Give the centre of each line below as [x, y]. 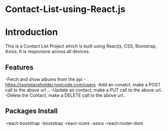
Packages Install [31, 111]
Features [19, 67]
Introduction [32, 32]
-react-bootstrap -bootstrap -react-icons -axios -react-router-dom [74, 123]
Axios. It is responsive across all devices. [48, 52]
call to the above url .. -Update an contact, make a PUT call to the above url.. [84, 90]
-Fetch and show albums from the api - [46, 79]
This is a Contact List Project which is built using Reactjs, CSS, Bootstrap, [81, 46]
